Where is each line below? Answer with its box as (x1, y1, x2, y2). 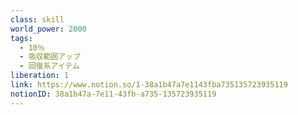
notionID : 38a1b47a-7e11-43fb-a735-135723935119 (10, 89, 217, 99)
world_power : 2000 (10, 24, 87, 34)
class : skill (10, 14, 65, 25)
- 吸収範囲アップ (19, 52, 81, 62)
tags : (10, 33, 33, 43)
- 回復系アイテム (19, 61, 80, 71)
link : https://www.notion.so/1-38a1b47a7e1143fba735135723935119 (10, 80, 288, 90)
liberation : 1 (10, 71, 70, 81)
